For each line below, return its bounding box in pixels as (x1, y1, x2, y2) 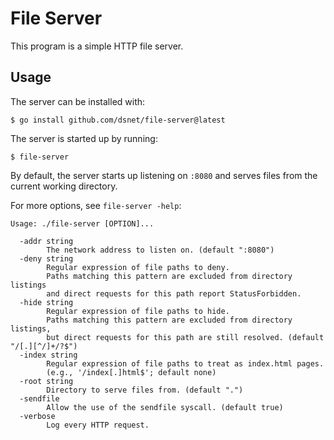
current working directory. (10, 180, 118, 192)
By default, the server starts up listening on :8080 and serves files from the (10, 169, 318, 181)
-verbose (19, 411, 56, 421)
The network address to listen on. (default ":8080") (46, 245, 275, 255)
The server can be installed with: (10, 95, 146, 107)
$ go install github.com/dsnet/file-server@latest (10, 115, 226, 125)
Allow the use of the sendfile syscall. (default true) (46, 402, 284, 412)
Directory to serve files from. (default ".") (46, 385, 244, 395)
